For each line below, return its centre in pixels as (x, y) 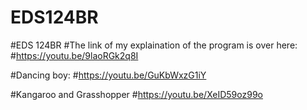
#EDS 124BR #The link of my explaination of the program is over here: (154, 45)
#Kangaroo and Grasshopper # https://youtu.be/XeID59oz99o (136, 94)
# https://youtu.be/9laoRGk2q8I (74, 55)
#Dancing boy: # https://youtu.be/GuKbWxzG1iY (108, 75)
